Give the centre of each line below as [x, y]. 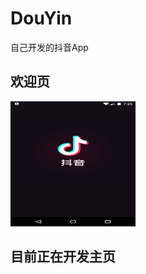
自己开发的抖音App [49, 47]
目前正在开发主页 [63, 257]
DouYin [41, 18]
